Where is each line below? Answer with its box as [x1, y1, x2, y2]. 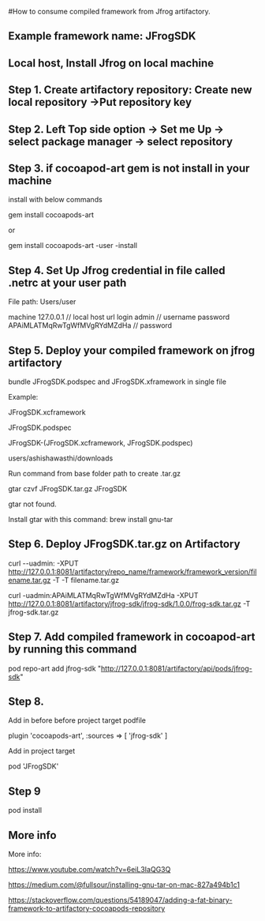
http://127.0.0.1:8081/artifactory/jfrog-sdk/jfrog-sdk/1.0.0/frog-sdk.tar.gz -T [8, 599, 251, 608]
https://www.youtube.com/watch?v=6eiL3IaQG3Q [8, 865, 171, 874]
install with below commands [8, 195, 103, 205]
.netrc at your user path [8, 276, 127, 289]
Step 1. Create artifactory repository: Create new [8, 83, 252, 97]
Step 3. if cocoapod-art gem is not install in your [8, 161, 250, 175]
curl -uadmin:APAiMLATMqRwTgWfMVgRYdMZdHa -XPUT [8, 590, 199, 600]
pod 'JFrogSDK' [8, 761, 59, 771]
